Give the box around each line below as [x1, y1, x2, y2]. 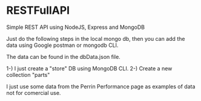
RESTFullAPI [6, 4, 70, 17]
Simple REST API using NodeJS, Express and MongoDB [6, 23, 145, 31]
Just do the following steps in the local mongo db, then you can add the [6, 35, 185, 42]
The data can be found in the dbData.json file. [6, 53, 121, 60]
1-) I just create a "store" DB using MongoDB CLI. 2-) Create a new [6, 64, 173, 72]
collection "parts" [6, 71, 50, 78]
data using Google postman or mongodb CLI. [6, 41, 119, 49]
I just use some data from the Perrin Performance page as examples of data [6, 82, 196, 90]
